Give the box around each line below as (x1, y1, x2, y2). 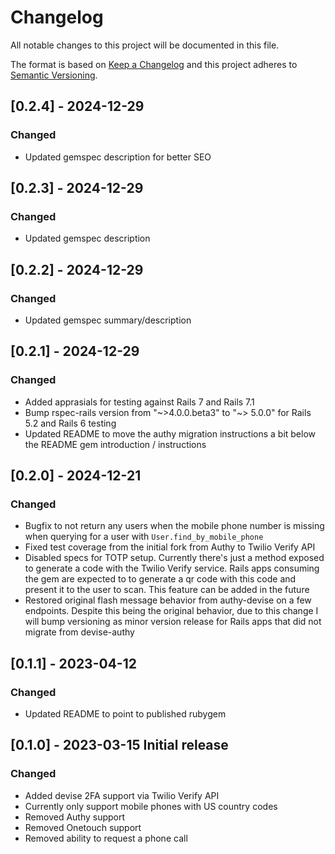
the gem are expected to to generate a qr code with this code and (24, 573, 297, 585)
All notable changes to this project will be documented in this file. (10, 39, 280, 51)
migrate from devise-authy (24, 626, 135, 638)
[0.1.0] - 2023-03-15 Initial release (10, 737, 229, 754)
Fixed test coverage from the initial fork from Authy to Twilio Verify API (24, 541, 316, 553)
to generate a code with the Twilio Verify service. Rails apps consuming (24, 562, 320, 575)
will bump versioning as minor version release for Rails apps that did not (24, 616, 322, 628)
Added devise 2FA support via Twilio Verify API (24, 789, 220, 801)
